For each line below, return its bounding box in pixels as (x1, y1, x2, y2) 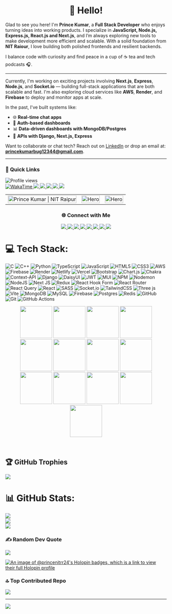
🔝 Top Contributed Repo (5, 577, 67, 584)
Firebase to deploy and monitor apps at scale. (5, 94, 103, 100)
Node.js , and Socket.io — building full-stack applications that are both (5, 83, 155, 89)
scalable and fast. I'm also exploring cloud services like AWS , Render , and (5, 89, 162, 95)
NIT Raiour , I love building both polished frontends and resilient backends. (5, 43, 162, 49)
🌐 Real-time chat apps (12, 114, 62, 120)
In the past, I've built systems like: (5, 104, 77, 110)
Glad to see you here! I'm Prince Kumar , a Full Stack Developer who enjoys (5, 22, 165, 28)
